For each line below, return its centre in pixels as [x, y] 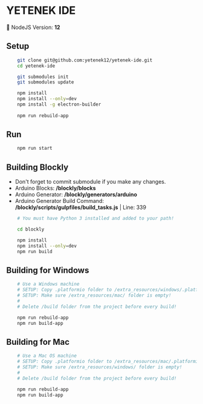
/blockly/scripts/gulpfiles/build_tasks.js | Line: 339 [81, 207]
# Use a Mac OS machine [47, 356]
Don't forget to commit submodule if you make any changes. [90, 182]
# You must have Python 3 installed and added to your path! [95, 219]
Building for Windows [48, 270]
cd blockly [31, 229]
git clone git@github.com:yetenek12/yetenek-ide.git [85, 60]
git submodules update [46, 82]
